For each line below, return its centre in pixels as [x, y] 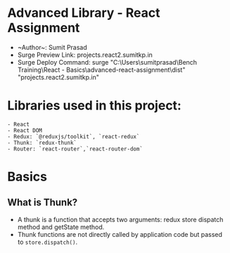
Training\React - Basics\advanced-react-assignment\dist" [101, 70]
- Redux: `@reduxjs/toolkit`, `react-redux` [74, 136]
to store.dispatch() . [47, 242]
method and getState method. [61, 227]
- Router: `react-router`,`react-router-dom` [75, 149]
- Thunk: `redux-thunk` [42, 143]
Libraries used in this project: [94, 106]
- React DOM [25, 130]
